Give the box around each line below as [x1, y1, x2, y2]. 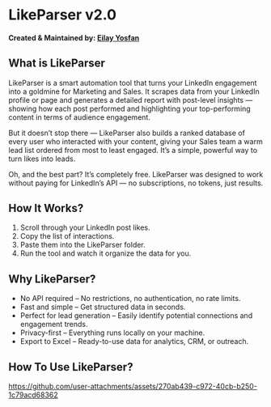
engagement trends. [19, 320, 88, 329]
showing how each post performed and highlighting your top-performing [8, 104, 251, 113]
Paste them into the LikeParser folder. [19, 240, 146, 250]
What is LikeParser [8, 57, 105, 70]
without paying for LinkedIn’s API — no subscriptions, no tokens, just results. [8, 178, 264, 188]
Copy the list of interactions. [19, 231, 115, 241]
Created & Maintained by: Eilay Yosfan [8, 32, 140, 42]
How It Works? [8, 201, 84, 215]
